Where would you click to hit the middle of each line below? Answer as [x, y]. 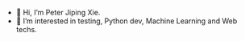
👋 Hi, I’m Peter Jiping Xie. [58, 12]
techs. [27, 29]
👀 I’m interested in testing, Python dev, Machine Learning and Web [127, 21]
